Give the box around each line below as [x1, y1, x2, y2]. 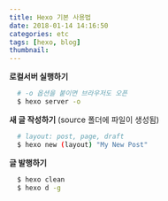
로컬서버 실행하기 [9, 72, 69, 82]
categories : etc [9, 29, 69, 38]
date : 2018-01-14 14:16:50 [9, 21, 109, 30]
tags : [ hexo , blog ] [9, 37, 81, 47]
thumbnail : [9, 46, 50, 55]
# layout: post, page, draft [17, 132, 125, 141]
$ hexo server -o [17, 97, 81, 106]
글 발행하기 [9, 157, 47, 168]
